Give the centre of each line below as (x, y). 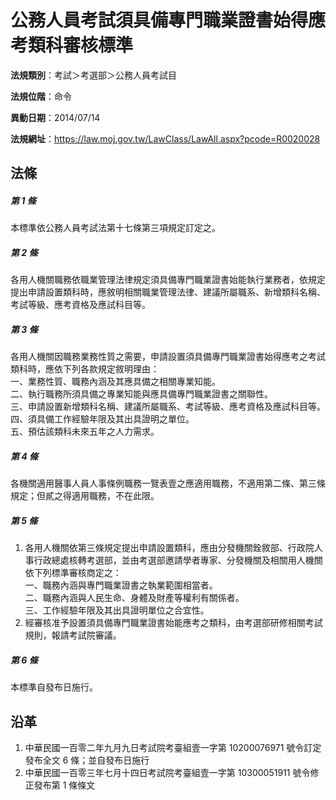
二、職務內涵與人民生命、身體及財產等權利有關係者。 (134, 598)
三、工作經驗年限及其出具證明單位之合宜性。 (117, 610)
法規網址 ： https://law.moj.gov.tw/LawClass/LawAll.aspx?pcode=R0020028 (165, 138)
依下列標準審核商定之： (73, 573)
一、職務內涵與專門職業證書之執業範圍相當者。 (121, 585)
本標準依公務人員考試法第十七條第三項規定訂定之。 (115, 228)
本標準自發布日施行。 (54, 687)
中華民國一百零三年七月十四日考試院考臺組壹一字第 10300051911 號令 (167, 772)
